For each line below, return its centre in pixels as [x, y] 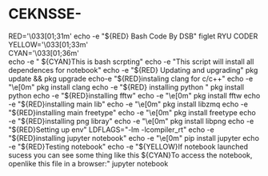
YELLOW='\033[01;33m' [48, 44]
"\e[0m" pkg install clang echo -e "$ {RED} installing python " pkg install [126, 87]
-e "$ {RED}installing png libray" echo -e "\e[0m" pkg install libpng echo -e [131, 121]
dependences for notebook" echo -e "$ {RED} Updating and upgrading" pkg [133, 70]
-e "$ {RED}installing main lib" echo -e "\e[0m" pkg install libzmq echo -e [128, 104]
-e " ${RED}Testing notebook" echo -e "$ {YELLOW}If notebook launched [128, 146]
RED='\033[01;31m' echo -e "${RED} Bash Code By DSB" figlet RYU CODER [133, 36]
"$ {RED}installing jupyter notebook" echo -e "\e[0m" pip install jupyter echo [134, 138]
